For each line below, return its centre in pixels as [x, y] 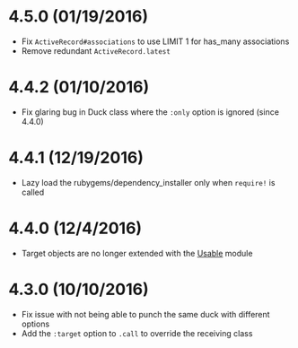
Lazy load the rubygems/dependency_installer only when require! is [148, 182]
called [33, 192]
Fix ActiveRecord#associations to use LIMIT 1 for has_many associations [155, 41]
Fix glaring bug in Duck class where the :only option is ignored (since [150, 112]
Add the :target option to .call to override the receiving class [137, 333]
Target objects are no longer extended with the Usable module [137, 253]
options [35, 324]
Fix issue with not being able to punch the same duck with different [145, 314]
